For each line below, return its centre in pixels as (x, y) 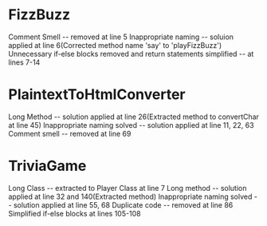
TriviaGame (47, 166)
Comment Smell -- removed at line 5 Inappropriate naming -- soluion (121, 37)
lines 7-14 (24, 62)
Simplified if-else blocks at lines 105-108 (75, 213)
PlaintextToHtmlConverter (97, 95)
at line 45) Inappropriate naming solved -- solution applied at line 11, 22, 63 (131, 125)
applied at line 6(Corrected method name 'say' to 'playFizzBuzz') (115, 45)
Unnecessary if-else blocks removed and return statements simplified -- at (131, 54)
